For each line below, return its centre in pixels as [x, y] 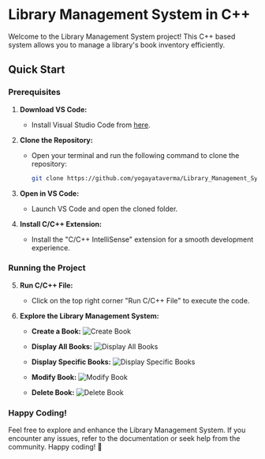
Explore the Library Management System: [89, 316]
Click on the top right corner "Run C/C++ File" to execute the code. [140, 300]
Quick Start [37, 70]
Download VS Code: [53, 109]
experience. [51, 247]
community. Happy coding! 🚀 [55, 447]
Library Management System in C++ [129, 15]
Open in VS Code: [49, 193]
